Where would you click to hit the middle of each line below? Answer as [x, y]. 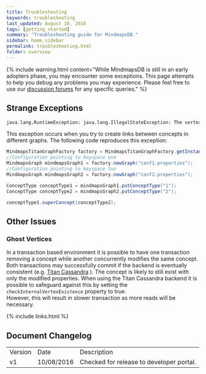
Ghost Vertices [29, 239]
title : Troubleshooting [37, 12]
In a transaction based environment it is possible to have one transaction [98, 253]
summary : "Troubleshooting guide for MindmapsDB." [72, 35]
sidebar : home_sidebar [35, 40]
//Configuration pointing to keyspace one [61, 158]
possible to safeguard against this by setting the [67, 285]
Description [96, 352]
